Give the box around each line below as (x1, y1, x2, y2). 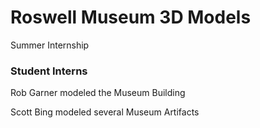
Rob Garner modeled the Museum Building (10, 87, 186, 99)
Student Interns (10, 64, 88, 78)
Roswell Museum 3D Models (10, 6, 252, 29)
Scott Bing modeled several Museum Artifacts (10, 106, 200, 118)
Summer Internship (10, 39, 90, 51)
